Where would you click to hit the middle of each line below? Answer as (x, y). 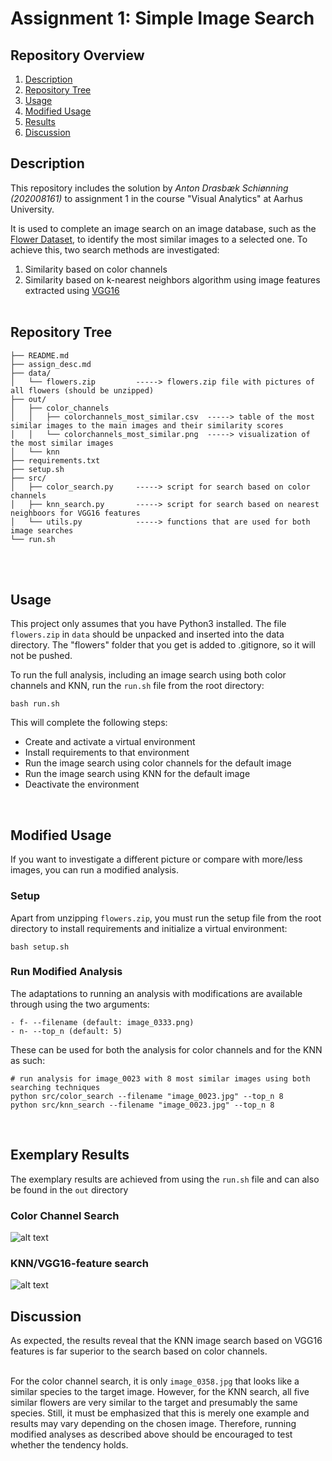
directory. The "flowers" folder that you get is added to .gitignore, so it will (163, 645)
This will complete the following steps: (89, 723)
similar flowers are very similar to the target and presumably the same (154, 1403)
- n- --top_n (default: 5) (66, 1031)
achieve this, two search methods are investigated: (115, 249)
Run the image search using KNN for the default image (137, 774)
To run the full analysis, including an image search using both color (148, 675)
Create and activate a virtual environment (110, 742)
